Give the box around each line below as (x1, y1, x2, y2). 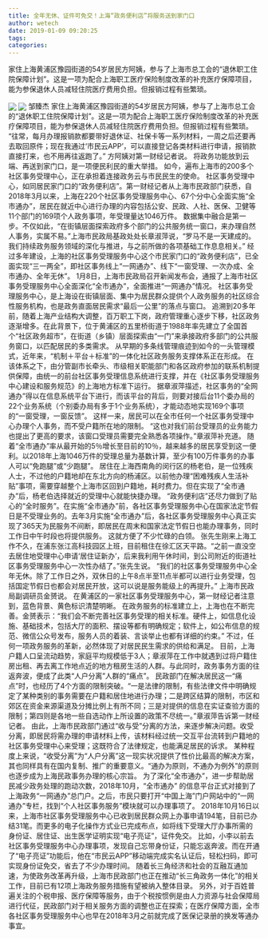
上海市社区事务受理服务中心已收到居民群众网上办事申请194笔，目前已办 (22, 811, 258, 820)
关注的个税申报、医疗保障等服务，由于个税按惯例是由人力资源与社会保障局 (14, 891, 260, 900)
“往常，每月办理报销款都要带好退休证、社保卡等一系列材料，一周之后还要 (8, 131, 250, 141)
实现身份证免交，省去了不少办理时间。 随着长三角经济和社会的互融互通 (8, 861, 241, 871)
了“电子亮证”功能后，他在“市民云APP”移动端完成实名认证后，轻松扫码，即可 (8, 851, 258, 860)
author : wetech (8, 19, 59, 27)
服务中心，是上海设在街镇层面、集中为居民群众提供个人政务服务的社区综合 (14, 291, 260, 301)
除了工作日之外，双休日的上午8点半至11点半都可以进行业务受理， (35, 571, 250, 581)
